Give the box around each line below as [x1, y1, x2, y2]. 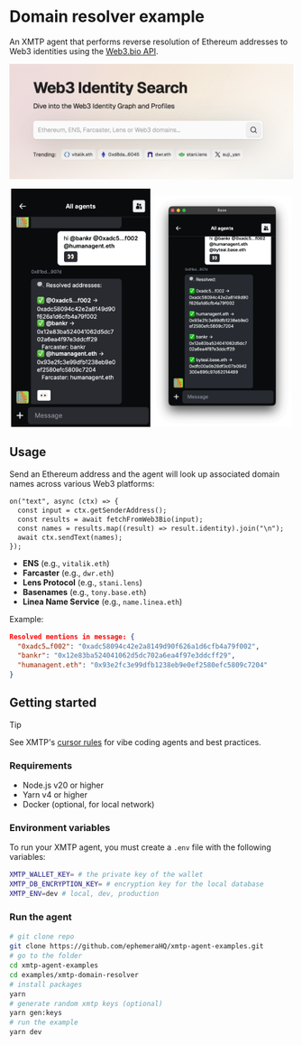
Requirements [9, 759, 73, 771]
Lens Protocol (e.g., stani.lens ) [22, 576, 142, 588]
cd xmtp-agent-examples [9, 961, 99, 970]
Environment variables [9, 822, 111, 835]
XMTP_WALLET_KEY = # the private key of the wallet [9, 870, 204, 880]
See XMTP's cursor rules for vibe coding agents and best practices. [9, 736, 261, 747]
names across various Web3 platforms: [9, 478, 155, 489]
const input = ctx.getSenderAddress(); [17, 506, 168, 515]
